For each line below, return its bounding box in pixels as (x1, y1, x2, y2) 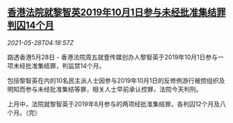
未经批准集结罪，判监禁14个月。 (13, 61, 106, 69)
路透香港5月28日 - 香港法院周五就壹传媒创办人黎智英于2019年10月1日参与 (7, 53, 218, 61)
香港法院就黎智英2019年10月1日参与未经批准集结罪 (7, 6, 226, 19)
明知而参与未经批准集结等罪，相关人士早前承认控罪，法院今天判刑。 (7, 85, 202, 93)
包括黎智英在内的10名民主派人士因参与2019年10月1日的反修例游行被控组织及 (7, 76, 225, 85)
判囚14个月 (7, 19, 54, 31)
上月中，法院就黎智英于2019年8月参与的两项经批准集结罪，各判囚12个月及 (7, 99, 220, 108)
